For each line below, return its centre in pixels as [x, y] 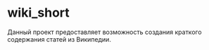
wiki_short [39, 13]
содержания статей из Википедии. [59, 39]
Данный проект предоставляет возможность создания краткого [104, 32]
